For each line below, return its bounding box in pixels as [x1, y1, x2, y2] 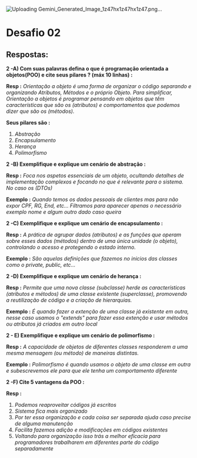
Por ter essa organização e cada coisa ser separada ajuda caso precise [14, 414, 191, 420]
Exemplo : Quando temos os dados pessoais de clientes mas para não [6, 196, 178, 203]
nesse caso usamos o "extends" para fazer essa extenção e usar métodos [6, 315, 188, 321]
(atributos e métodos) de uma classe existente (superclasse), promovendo [6, 290, 187, 297]
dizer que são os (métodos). [6, 108, 75, 115]
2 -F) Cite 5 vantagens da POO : [6, 379, 85, 385]
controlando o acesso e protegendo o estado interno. [6, 244, 136, 250]
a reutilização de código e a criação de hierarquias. [6, 297, 132, 303]
